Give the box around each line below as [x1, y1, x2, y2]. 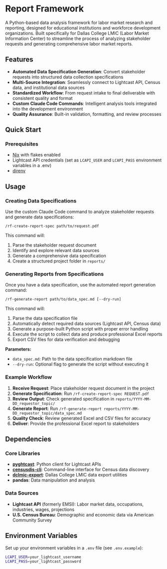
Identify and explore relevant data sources [12, 247, 100, 253]
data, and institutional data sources [12, 84, 85, 90]
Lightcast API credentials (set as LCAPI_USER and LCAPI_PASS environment [12, 157, 162, 163]
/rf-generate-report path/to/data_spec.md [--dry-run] [5, 297, 122, 302]
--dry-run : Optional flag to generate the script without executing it [12, 361, 149, 367]
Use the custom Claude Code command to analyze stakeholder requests [5, 208, 155, 215]
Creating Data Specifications [5, 197, 77, 204]
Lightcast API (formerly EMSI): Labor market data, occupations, [12, 501, 144, 507]
